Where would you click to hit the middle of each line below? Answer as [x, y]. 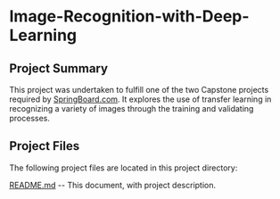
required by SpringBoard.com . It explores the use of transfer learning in [140, 99]
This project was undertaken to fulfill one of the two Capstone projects [139, 90]
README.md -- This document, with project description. [113, 185]
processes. [30, 118]
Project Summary [59, 68]
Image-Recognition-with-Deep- [129, 17]
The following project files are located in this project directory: [124, 168]
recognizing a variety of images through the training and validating [132, 108]
